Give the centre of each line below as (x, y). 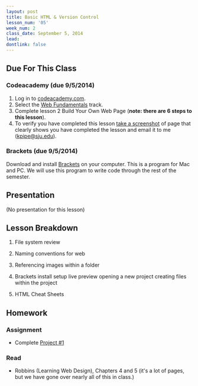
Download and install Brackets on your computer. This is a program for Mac (98, 164)
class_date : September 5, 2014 (45, 34)
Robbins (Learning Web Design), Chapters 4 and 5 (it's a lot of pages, (99, 371)
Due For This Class (41, 69)
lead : (13, 39)
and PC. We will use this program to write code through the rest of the (91, 170)
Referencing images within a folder (57, 265)
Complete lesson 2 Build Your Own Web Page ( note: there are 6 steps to (103, 111)
